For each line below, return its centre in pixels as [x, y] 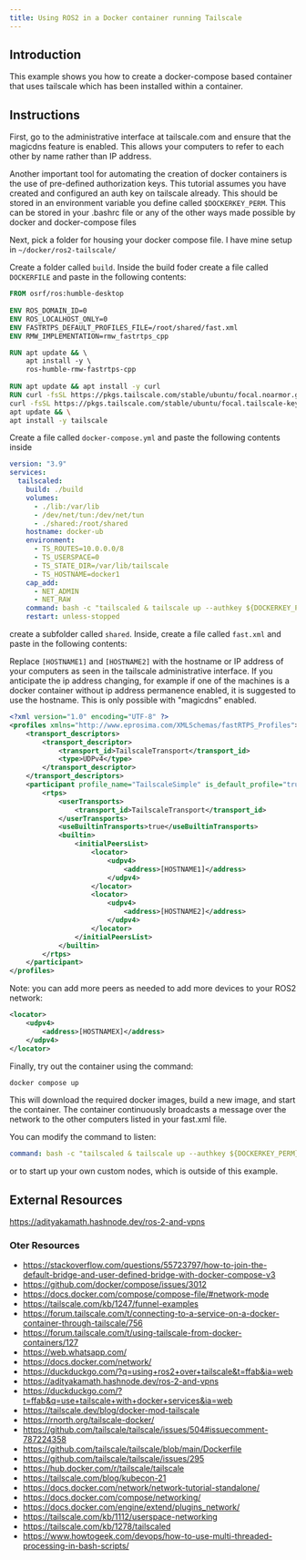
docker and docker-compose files [73, 222]
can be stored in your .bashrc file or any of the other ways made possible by [153, 213]
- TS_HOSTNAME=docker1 [76, 574]
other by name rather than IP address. [81, 157]
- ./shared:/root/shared [81, 523]
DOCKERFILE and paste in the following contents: [98, 277]
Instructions [45, 115]
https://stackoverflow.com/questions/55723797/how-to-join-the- [145, 1265]
